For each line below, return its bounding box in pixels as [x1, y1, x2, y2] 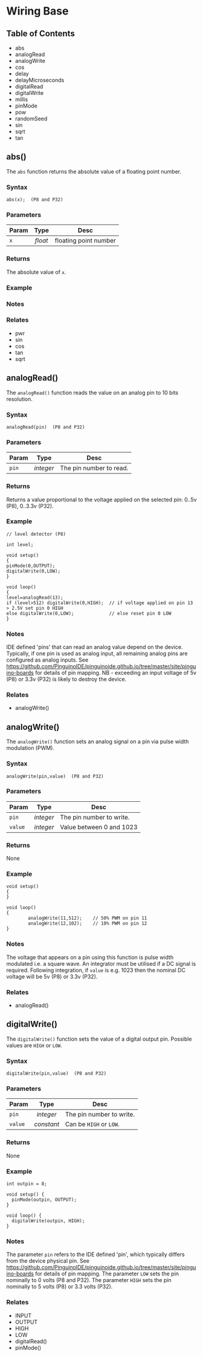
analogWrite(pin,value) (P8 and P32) [6, 773, 104, 779]
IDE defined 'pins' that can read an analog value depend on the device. [6, 643, 183, 651]
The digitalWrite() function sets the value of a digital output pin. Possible [6, 1035, 192, 1043]
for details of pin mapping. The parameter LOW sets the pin [35, 1270, 179, 1277]
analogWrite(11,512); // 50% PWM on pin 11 [28, 915, 147, 922]
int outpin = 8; [6, 1181, 47, 1187]
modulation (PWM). [6, 744, 54, 752]
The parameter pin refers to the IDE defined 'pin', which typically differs [6, 1251, 185, 1258]
